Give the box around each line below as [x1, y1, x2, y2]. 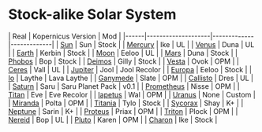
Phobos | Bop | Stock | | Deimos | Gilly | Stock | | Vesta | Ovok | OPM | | [8, 57, 239, 66]
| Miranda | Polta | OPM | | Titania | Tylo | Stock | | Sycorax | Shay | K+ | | [8, 98, 244, 108]
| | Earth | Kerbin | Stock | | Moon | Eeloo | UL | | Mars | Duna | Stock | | [8, 48, 238, 57]
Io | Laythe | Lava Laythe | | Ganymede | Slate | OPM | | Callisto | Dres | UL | [8, 73, 254, 82]
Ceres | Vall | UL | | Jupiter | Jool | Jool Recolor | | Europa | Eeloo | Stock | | [8, 64, 253, 74]
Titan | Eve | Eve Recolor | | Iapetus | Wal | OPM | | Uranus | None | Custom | [8, 90, 256, 99]
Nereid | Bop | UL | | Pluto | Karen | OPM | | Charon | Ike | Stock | [8, 115, 218, 124]
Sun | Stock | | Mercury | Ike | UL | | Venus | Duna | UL [78, 39, 255, 49]
